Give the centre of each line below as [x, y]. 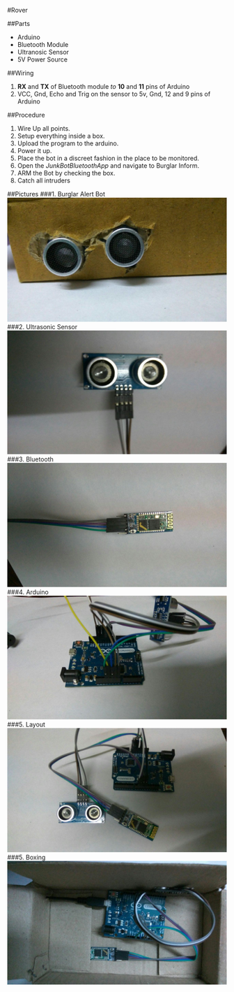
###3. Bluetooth [30, 459]
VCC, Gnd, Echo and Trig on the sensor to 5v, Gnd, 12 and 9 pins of [114, 94]
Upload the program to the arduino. [68, 143]
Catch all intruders [44, 180]
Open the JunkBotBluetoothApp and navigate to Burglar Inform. [108, 166]
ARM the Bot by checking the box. [66, 173]
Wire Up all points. [44, 128]
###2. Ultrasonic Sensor [42, 326]
